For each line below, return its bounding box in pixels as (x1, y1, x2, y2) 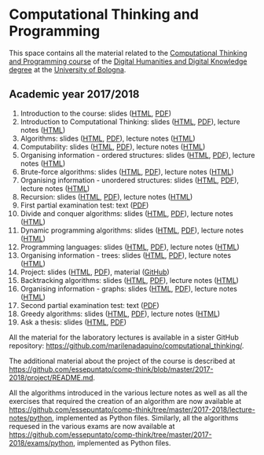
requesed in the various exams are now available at (9, 421, 175, 431)
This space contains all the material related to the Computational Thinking (9, 48, 247, 57)
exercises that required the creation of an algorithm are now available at (9, 396, 242, 405)
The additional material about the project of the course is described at (9, 356, 236, 365)
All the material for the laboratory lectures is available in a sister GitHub (9, 332, 239, 342)
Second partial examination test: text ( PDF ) (20, 300, 159, 310)
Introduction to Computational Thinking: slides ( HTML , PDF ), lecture (20, 116, 240, 127)
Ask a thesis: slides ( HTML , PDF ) (20, 317, 127, 327)
